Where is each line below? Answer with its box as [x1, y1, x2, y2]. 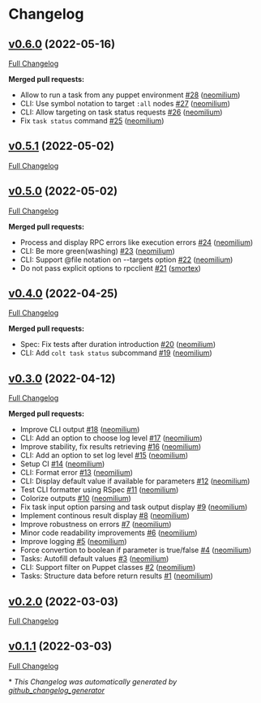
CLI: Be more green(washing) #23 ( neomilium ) [19, 246, 176, 255]
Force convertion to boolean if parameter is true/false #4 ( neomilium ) [19, 545, 252, 555]
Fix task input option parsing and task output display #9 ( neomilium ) [19, 502, 248, 512]
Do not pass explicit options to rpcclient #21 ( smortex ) [19, 263, 201, 272]
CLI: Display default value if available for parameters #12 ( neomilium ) [19, 476, 250, 487]
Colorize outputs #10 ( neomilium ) [19, 494, 131, 504]
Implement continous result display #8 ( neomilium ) [19, 511, 190, 521]
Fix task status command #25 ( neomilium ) [19, 116, 165, 126]
